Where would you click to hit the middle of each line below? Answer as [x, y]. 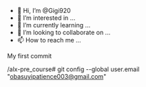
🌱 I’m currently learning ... [54, 25]
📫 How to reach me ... [49, 40]
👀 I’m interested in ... [46, 18]
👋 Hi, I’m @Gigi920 [44, 11]
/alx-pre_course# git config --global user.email [73, 69]
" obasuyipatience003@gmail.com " [57, 76]
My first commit [30, 56]
